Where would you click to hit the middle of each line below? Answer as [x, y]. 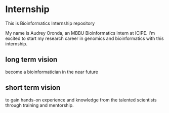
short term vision [33, 88]
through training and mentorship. [40, 105]
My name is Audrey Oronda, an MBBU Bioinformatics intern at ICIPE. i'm [80, 33]
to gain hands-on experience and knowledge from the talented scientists [81, 100]
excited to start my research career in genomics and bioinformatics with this [85, 38]
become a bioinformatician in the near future [52, 72]
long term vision [31, 60]
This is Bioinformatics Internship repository [50, 23]
